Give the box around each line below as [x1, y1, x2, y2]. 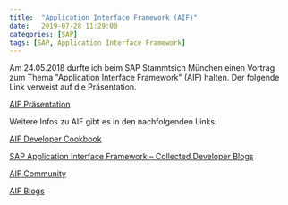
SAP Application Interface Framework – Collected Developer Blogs [9, 151, 254, 162]
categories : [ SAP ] [9, 30, 78, 38]
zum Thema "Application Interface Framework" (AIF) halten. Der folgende [9, 73, 280, 83]
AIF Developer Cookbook [9, 133, 102, 144]
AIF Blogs [9, 185, 45, 197]
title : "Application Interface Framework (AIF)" [9, 13, 199, 22]
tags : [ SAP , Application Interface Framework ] [9, 38, 186, 47]
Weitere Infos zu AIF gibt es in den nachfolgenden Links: [9, 116, 217, 127]
